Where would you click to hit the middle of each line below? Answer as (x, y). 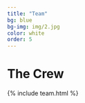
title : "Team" (28, 14)
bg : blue (20, 20)
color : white (26, 33)
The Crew (36, 74)
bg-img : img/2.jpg (34, 26)
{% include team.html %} (43, 93)
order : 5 (20, 40)
